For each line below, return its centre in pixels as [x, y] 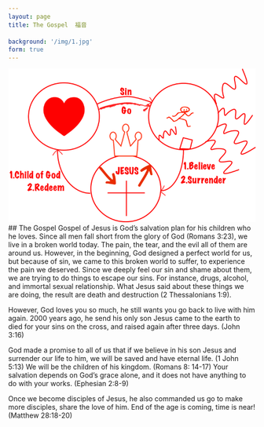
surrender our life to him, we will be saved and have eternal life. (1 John [123, 358]
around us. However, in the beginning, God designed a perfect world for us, [130, 253]
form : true [26, 50]
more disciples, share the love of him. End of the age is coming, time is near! [132, 407]
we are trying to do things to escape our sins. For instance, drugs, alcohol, [128, 278]
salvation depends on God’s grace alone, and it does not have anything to [127, 375]
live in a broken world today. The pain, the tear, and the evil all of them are [128, 244]
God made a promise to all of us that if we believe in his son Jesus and [123, 350]
